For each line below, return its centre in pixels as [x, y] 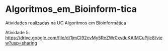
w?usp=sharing [21, 43]
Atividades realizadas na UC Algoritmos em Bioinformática [66, 23]
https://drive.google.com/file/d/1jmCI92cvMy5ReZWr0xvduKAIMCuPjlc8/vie [84, 38]
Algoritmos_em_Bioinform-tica [71, 9]
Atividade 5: [18, 32]
